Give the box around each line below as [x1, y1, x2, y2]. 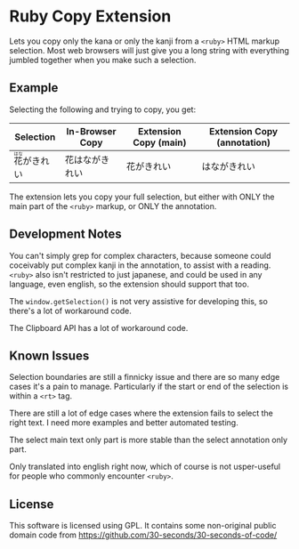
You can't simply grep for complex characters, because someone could [9, 250, 271, 261]
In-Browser [66, 125, 117, 137]
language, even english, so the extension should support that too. [9, 279, 249, 289]
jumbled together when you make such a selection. [9, 54, 197, 65]
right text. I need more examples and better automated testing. [9, 417, 238, 428]
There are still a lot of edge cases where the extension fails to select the [9, 408, 273, 419]
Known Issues [9, 348, 90, 363]
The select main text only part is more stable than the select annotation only [9, 434, 287, 446]
